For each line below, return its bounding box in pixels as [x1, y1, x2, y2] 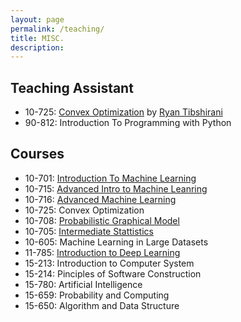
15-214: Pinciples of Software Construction [24, 267, 202, 280]
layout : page [10, 14, 65, 25]
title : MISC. [10, 33, 65, 43]
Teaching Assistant [10, 79, 134, 96]
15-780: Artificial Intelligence [24, 278, 143, 290]
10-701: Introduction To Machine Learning [24, 172, 197, 184]
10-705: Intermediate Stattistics [24, 225, 154, 237]
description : [10, 42, 65, 53]
